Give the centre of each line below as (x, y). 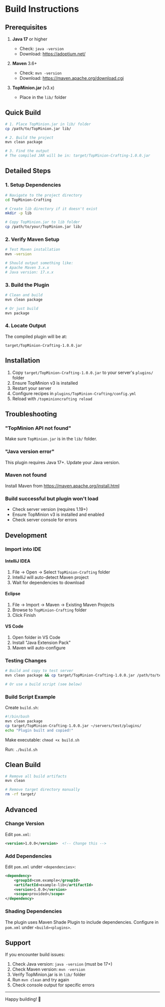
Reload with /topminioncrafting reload (52, 399)
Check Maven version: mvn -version (49, 970)
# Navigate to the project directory (44, 195)
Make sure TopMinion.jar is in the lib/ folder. (51, 439)
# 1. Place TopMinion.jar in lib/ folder (48, 124)
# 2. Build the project (29, 137)
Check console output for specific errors (53, 985)
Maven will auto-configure (39, 648)
